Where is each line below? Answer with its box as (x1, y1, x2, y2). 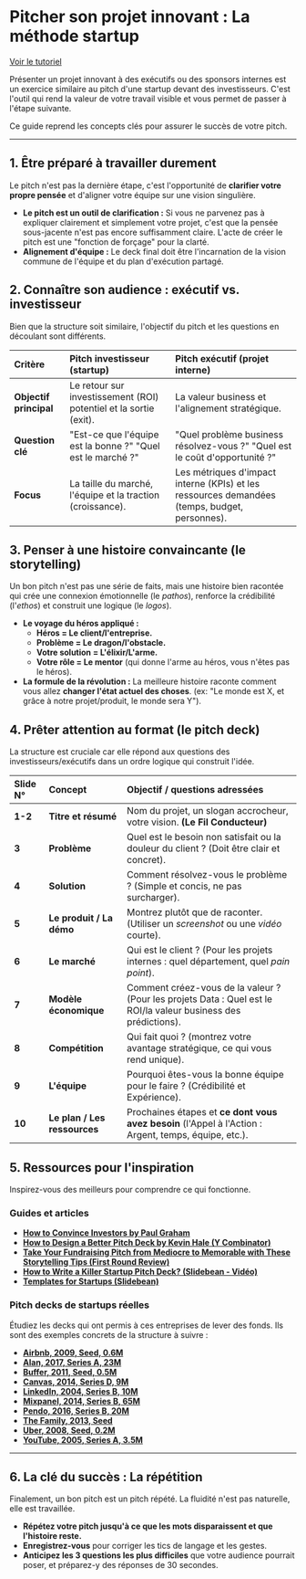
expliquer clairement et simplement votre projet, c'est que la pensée (22, 216, 279, 227)
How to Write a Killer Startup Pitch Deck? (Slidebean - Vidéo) (22, 1267, 258, 1278)
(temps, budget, (175, 500, 244, 512)
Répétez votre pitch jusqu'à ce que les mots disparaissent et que (22, 1521, 273, 1532)
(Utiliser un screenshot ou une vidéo (127, 918, 282, 931)
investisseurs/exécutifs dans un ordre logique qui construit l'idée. (9, 756, 255, 767)
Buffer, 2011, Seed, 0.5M (22, 1366, 117, 1377)
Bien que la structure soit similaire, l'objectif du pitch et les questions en (9, 321, 280, 332)
